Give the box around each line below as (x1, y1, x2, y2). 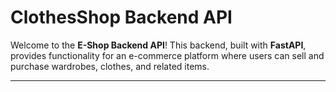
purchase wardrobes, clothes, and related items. (10, 60, 210, 72)
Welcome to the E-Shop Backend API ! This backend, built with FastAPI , (10, 39, 307, 51)
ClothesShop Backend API (10, 6, 233, 29)
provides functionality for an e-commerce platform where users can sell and (10, 49, 325, 61)
